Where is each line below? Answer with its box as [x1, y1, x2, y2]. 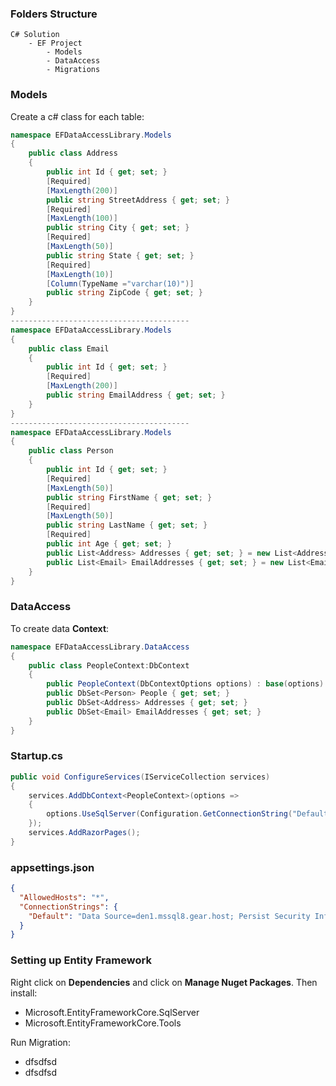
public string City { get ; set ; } [46, 223, 190, 233]
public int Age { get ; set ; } [46, 539, 172, 549]
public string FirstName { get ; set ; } [46, 492, 213, 502]
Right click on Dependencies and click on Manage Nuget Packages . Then [10, 976, 318, 988]
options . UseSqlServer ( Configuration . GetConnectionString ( [46, 809, 293, 819]
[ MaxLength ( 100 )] [46, 213, 118, 224]
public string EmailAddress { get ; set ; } [46, 390, 226, 401]
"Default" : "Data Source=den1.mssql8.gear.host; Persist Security [28, 911, 311, 921]
